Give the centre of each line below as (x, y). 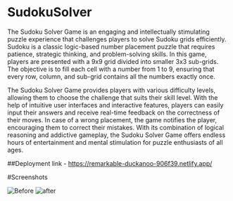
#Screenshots (27, 177)
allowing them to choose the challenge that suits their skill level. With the (113, 97)
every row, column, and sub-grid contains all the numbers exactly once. (112, 76)
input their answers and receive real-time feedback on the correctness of (114, 112)
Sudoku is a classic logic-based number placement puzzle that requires (111, 46)
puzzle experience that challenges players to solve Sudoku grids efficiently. (117, 39)
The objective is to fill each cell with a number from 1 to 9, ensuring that (111, 69)
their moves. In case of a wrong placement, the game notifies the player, (112, 119)
